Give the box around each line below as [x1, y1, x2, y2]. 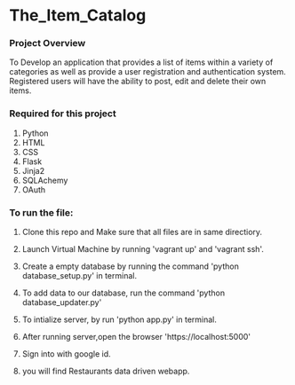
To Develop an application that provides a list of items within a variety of [9, 57, 274, 67]
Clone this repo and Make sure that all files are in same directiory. [21, 227, 263, 238]
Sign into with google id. [21, 349, 111, 359]
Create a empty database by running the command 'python [21, 261, 240, 271]
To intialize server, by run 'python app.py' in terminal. [21, 314, 218, 325]
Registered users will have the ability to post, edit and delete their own [9, 76, 267, 87]
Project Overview [9, 37, 86, 50]
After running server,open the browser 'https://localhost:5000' [21, 332, 251, 342]
